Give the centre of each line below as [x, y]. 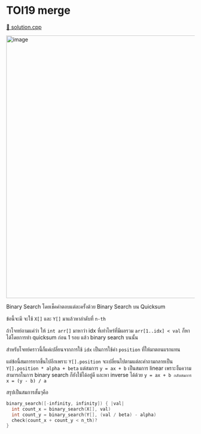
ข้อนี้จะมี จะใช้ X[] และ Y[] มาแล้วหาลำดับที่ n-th [56, 318]
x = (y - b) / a [26, 381]
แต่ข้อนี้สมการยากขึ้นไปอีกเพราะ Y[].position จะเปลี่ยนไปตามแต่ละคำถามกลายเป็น [90, 361]
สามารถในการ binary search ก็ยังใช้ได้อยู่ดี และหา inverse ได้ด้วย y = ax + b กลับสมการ [99, 375]
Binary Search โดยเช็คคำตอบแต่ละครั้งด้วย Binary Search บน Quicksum [86, 306]
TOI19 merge [38, 11]
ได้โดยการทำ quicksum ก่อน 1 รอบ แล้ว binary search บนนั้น [72, 337]
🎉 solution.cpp [24, 27]
